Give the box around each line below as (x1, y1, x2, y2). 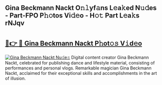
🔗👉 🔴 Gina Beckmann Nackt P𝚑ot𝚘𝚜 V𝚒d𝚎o (5, 39, 142, 48)
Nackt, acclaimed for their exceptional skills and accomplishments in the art (5, 70, 157, 76)
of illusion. (5, 75, 26, 81)
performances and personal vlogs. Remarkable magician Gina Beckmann (5, 65, 152, 71)
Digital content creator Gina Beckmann (71, 54, 149, 60)
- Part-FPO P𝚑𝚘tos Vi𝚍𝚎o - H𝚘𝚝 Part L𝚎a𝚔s (5, 12, 140, 20)
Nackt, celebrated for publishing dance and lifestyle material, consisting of (5, 60, 155, 66)
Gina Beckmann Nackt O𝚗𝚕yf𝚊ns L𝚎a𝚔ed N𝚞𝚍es (5, 4, 157, 12)
